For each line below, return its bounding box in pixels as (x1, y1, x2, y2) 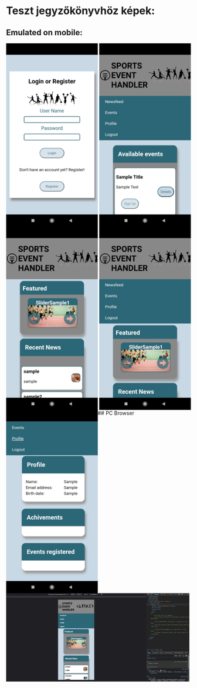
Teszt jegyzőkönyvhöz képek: (6, 4, 155, 18)
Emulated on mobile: (6, 28, 83, 38)
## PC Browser (97, 409, 135, 416)
